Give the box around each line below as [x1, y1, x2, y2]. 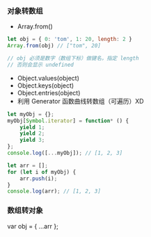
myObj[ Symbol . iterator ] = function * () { [7, 117, 129, 124]
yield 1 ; [19, 124, 45, 131]
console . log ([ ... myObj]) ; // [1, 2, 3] [7, 149, 123, 157]
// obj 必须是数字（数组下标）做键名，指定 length [7, 55, 139, 62]
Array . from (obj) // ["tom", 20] [7, 42, 101, 49]
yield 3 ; [19, 137, 45, 144]
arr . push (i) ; [19, 175, 58, 182]
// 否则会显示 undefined [7, 61, 74, 68]
